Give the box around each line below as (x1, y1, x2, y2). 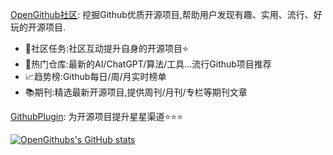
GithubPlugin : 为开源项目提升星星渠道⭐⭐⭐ (10, 111, 183, 122)
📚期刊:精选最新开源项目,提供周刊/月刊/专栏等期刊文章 (24, 86, 248, 98)
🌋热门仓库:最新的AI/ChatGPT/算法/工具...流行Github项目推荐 (24, 58, 272, 70)
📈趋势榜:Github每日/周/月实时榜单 (24, 71, 167, 82)
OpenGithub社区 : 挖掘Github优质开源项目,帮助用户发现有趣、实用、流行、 (10, 9, 314, 20)
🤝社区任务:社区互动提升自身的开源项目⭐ (24, 43, 189, 54)
